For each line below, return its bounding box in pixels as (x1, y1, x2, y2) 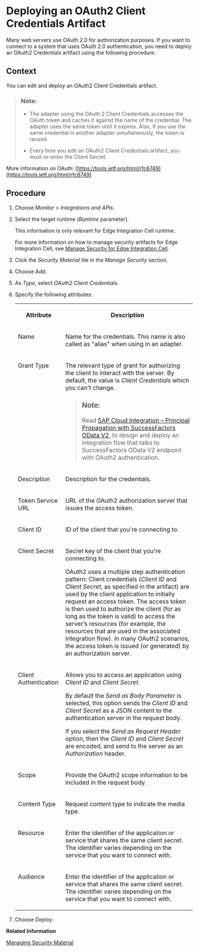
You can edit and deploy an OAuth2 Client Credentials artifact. (6, 82, 158, 89)
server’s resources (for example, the (65, 619, 166, 627)
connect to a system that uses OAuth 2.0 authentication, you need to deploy (6, 43, 192, 50)
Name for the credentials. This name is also (65, 332, 185, 341)
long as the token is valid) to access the (65, 612, 176, 620)
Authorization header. (65, 749, 126, 757)
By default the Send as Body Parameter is (65, 691, 182, 700)
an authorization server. (65, 649, 131, 657)
